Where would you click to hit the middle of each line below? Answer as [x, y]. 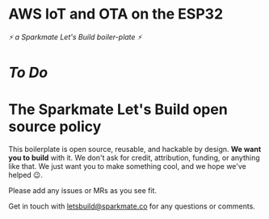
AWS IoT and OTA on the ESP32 [116, 14]
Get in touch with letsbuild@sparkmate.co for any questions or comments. [132, 206]
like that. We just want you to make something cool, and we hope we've [127, 166]
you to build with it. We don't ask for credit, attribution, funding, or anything [134, 158]
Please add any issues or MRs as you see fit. [83, 191]
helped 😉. [25, 175]
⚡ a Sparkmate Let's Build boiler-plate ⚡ [76, 36]
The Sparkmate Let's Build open [118, 109]
